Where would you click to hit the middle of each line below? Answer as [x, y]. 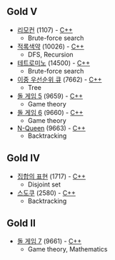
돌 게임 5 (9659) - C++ [50, 96]
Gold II [21, 223]
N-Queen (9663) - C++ [51, 128]
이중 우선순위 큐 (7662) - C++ [59, 79]
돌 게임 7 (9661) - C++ [49, 241]
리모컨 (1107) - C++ [45, 30]
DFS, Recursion [50, 54]
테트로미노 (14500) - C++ [54, 63]
